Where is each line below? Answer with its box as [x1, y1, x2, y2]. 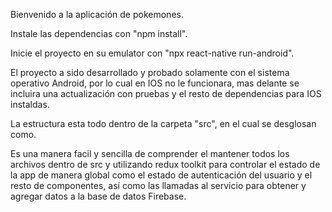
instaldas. [10, 99, 50, 110]
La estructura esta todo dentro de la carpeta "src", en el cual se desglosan [10, 118, 317, 129]
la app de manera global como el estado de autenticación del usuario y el [10, 169, 313, 181]
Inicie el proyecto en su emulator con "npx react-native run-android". [10, 47, 295, 59]
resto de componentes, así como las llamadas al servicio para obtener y [10, 180, 307, 191]
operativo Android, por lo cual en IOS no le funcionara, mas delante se [10, 77, 300, 89]
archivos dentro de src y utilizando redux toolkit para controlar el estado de [10, 159, 321, 170]
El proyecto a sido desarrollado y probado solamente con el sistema [10, 67, 290, 78]
